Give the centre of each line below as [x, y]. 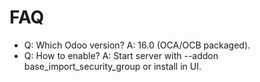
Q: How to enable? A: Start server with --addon [121, 55]
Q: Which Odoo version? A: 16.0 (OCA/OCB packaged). [137, 45]
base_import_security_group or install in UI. [112, 66]
